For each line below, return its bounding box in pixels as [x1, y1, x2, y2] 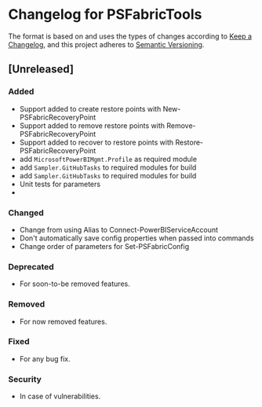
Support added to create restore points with [19, 104, 162, 113]
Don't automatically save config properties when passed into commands [19, 233, 254, 243]
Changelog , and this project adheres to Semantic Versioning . [8, 39, 205, 49]
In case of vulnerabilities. [19, 391, 101, 401]
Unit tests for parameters [19, 179, 100, 189]
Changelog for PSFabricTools [8, 5, 202, 24]
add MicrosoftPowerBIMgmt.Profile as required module [19, 154, 198, 163]
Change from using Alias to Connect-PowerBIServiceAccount [19, 225, 218, 234]
